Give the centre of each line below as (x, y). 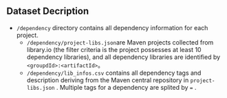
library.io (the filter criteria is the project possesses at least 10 (114, 49)
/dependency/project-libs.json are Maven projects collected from (120, 42)
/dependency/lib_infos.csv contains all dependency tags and (114, 73)
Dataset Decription (48, 11)
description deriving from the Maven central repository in (108, 80)
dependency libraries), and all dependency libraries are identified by (123, 57)
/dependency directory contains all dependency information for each (112, 27)
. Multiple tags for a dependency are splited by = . (126, 87)
